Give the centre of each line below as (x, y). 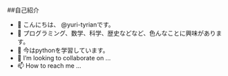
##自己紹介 (23, 10)
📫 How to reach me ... (49, 66)
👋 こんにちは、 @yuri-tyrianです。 (66, 25)
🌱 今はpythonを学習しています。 (63, 50)
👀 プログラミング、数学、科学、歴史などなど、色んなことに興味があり (116, 33)
